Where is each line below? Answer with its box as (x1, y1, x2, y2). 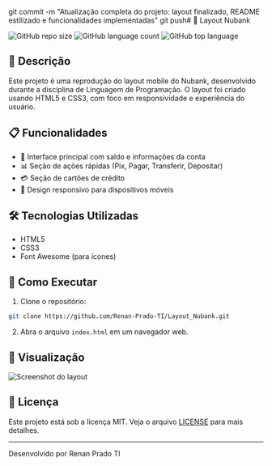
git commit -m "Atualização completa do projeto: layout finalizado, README (8, 7, 261, 16)
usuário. (8, 101, 36, 112)
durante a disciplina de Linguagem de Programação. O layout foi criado (8, 84, 246, 94)
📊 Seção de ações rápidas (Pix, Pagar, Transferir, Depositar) (19, 161, 223, 171)
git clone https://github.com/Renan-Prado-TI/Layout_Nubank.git (8, 312, 230, 320)
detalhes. (8, 425, 40, 435)
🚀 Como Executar (8, 275, 98, 289)
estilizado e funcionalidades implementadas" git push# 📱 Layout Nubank (8, 15, 251, 25)
